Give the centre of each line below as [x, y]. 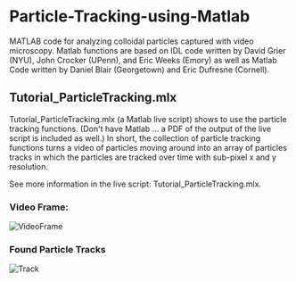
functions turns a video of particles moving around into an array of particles [148, 147]
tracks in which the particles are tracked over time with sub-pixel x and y [143, 157]
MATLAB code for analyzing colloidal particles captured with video [132, 41]
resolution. [29, 166]
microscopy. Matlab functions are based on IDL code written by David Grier [148, 50]
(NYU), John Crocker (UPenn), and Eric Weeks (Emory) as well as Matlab [144, 60]
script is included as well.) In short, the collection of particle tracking [135, 138]
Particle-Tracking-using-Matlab [130, 17]
